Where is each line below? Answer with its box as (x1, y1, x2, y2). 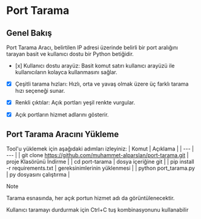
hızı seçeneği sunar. (15, 87, 65, 95)
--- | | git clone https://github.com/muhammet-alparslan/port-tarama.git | (6, 152, 189, 158)
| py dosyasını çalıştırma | (6, 171, 70, 178)
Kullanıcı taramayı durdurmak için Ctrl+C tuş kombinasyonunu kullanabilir (6, 206, 189, 213)
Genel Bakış (6, 28, 53, 38)
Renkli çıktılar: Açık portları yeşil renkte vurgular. (15, 99, 135, 106)
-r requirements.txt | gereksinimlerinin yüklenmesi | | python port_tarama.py (6, 164, 196, 172)
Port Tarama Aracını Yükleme (6, 129, 119, 140)
